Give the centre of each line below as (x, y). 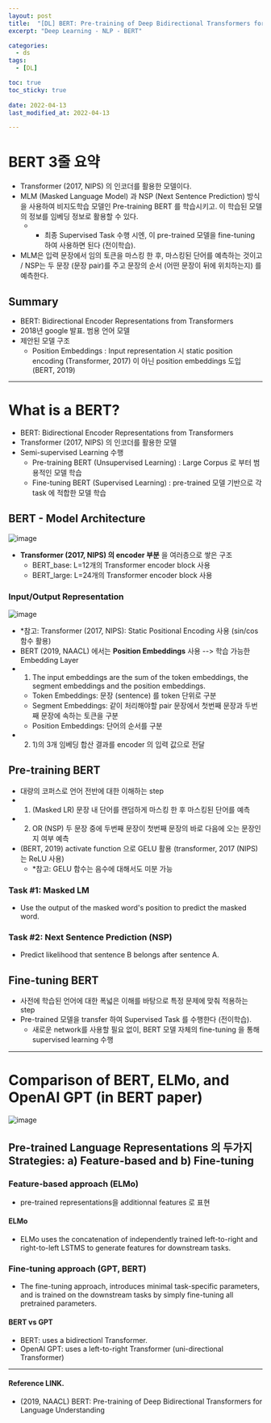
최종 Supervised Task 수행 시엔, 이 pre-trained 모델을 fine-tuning (150, 235)
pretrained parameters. (58, 1303)
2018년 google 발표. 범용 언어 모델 (75, 331)
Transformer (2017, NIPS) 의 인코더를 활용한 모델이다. (106, 186)
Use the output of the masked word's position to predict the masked (133, 908)
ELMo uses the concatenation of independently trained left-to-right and (139, 1239)
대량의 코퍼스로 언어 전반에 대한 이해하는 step (92, 791)
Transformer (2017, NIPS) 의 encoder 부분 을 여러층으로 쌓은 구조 (126, 555)
